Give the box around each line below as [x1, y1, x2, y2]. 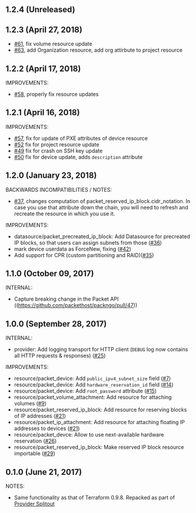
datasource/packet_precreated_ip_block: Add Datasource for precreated [14, 232, 191, 240]
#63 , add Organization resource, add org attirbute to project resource [14, 46, 183, 54]
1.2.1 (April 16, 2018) [5, 108, 80, 118]
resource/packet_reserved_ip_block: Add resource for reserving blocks [14, 406, 187, 414]
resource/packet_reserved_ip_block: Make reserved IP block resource [14, 444, 184, 451]
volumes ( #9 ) [14, 400, 46, 407]
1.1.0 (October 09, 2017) [5, 269, 94, 279]
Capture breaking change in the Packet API [14, 295, 119, 302]
